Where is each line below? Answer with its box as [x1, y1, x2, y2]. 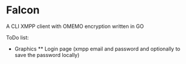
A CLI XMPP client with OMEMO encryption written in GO [6, 23, 144, 30]
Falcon [6, 3, 40, 17]
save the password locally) [14, 51, 80, 58]
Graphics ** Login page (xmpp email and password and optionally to [14, 45, 181, 52]
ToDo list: [6, 34, 29, 41]
